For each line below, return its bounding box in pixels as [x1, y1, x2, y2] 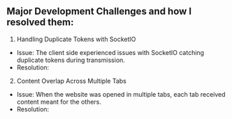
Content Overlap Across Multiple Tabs [16, 77, 126, 85]
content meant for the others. [16, 97, 102, 106]
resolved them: [6, 17, 74, 29]
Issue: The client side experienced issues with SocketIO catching [16, 48, 204, 56]
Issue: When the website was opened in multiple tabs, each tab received [16, 90, 226, 98]
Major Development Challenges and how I [6, 6, 192, 17]
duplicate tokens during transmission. [16, 56, 125, 64]
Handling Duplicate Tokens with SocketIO [16, 35, 136, 43]
